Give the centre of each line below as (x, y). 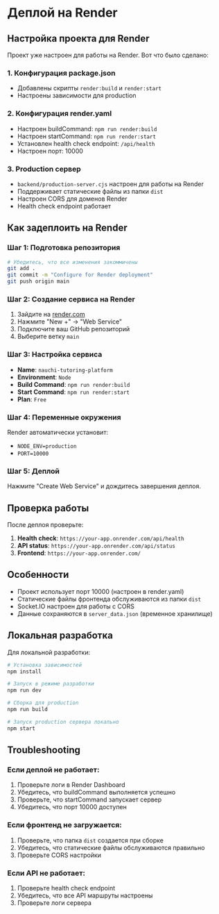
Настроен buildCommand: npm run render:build (87, 128)
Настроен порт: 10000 (50, 151)
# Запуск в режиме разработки (51, 684)
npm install (24, 672)
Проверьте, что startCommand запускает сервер (89, 799)
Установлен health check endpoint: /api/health (86, 143)
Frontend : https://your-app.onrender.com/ (79, 553)
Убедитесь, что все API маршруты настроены (85, 895)
